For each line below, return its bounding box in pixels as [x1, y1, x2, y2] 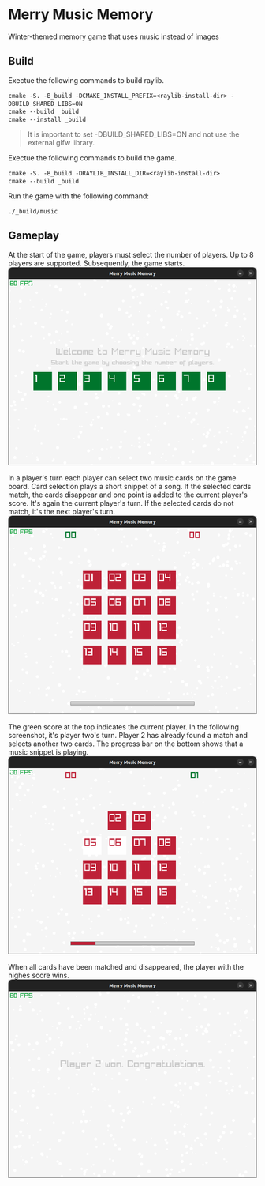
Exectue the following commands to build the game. [8, 152, 177, 163]
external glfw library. [27, 137, 95, 147]
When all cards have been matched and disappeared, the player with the [8, 962, 244, 972]
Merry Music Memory [8, 6, 154, 24]
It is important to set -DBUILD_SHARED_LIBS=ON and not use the [27, 129, 240, 139]
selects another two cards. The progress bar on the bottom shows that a [8, 739, 244, 748]
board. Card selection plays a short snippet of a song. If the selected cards [8, 482, 252, 491]
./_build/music [8, 207, 58, 215]
